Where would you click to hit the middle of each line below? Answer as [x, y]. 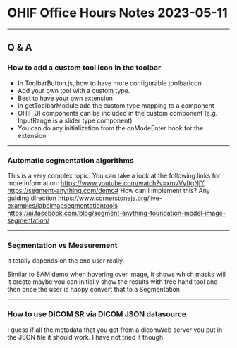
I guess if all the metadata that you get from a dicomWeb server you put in [115, 330]
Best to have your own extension [65, 98]
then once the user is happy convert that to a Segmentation [94, 290]
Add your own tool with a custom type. [74, 90]
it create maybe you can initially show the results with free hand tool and [113, 282]
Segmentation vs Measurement [62, 245]
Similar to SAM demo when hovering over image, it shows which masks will [116, 274]
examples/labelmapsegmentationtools [63, 205]
